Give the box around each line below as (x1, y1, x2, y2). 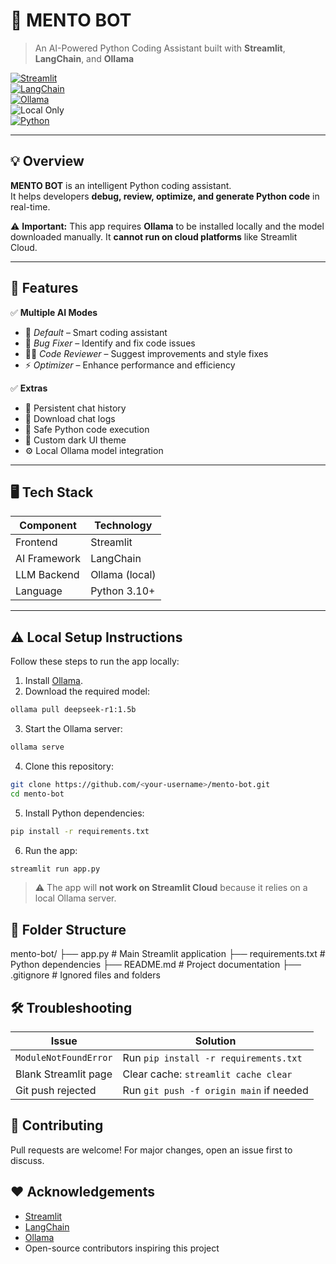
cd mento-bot (10, 789, 65, 799)
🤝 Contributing (10, 1117, 104, 1134)
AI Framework (15, 552, 82, 566)
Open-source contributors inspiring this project (24, 1242, 220, 1254)
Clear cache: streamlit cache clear (122, 1067, 293, 1081)
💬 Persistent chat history (24, 402, 127, 414)
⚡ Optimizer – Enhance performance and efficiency (24, 359, 236, 371)
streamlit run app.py (10, 864, 101, 874)
